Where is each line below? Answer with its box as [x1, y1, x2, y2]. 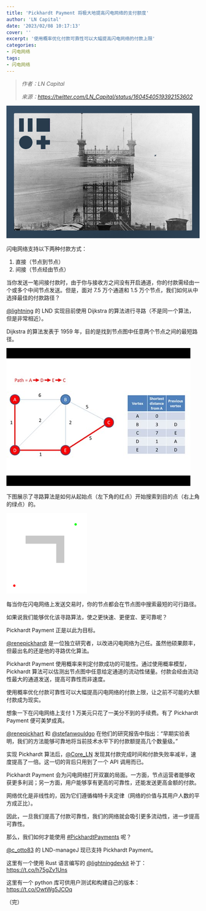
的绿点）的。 [6, 501, 39, 508]
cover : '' [6, 29, 32, 36]
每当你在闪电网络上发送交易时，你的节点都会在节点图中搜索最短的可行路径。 [6, 600, 200, 608]
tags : [6, 55, 20, 61]
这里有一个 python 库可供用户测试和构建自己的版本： [6, 879, 140, 886]
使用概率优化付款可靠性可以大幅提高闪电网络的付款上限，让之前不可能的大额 [6, 689, 200, 696]
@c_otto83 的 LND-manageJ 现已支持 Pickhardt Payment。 [6, 846, 157, 854]
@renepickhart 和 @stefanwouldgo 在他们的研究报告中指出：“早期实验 [6, 730, 185, 738]
